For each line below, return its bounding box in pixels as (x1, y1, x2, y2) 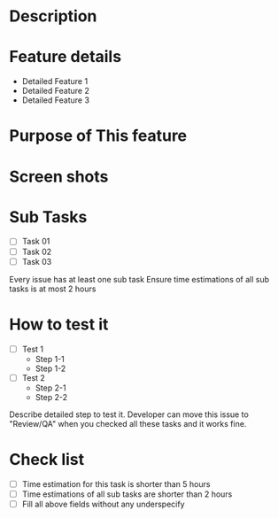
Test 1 (21, 344, 44, 354)
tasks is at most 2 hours (9, 283, 97, 294)
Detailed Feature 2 (21, 86, 90, 97)
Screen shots (9, 166, 109, 187)
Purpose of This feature (9, 126, 188, 146)
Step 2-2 (35, 391, 68, 402)
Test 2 (21, 372, 46, 383)
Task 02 (21, 246, 52, 257)
